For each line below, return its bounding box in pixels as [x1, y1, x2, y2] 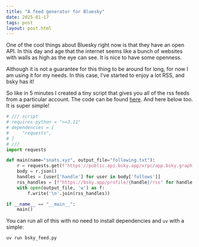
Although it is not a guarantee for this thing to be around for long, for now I [6, 66, 188, 73]
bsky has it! [6, 78, 34, 85]
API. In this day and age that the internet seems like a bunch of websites [6, 48, 183, 55]
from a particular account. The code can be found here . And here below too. [6, 96, 193, 103]
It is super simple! [6, 102, 50, 110]
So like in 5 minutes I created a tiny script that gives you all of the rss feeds [6, 89, 190, 97]
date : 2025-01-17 [6, 14, 49, 20]
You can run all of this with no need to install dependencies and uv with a [6, 217, 185, 224]
